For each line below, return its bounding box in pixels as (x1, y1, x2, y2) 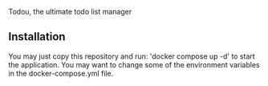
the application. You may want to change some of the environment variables (8, 59, 260, 69)
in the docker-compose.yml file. (8, 68, 114, 78)
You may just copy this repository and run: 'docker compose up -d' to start (8, 51, 255, 61)
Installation (8, 30, 66, 43)
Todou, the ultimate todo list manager (8, 7, 132, 16)
